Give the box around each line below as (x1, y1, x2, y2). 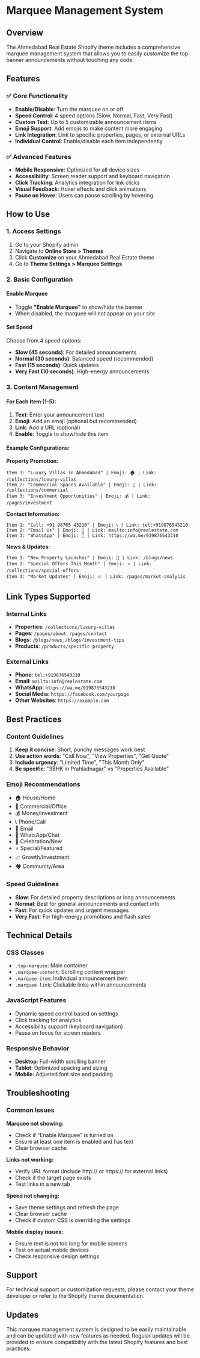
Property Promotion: (6, 457, 59, 465)
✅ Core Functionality (6, 91, 68, 100)
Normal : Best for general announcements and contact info (14, 900, 160, 907)
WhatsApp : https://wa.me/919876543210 (14, 684, 116, 691)
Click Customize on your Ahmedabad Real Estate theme (14, 253, 155, 261)
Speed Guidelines (6, 880, 59, 888)
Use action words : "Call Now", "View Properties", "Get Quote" (14, 752, 169, 759)
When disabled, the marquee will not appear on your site (14, 309, 155, 317)
